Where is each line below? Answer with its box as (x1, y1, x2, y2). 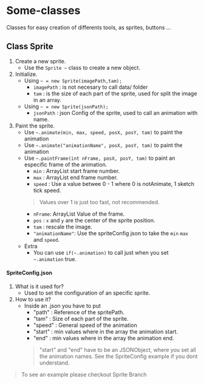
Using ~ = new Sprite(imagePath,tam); (24, 77, 123, 84)
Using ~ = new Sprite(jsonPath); (24, 103, 109, 110)
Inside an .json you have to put (24, 302, 101, 309)
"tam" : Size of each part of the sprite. (33, 315, 129, 322)
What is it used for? (15, 283, 64, 290)
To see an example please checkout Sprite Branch (21, 371, 147, 378)
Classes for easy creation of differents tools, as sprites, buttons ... (6, 24, 171, 31)
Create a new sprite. (15, 57, 66, 64)
